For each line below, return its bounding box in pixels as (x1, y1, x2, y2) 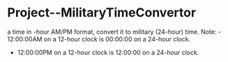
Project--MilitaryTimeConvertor (7, 5, 197, 21)
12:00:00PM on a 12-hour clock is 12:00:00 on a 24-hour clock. (17, 48, 199, 56)
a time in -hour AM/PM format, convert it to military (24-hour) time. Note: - (7, 28, 222, 36)
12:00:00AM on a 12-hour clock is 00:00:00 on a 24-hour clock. (7, 34, 191, 43)
